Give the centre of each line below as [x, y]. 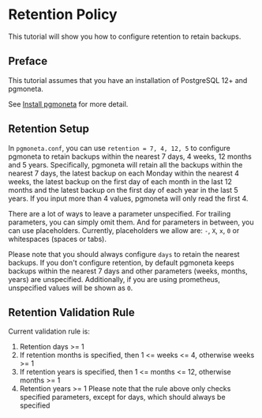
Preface [28, 61]
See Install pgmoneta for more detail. [68, 104]
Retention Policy [63, 15]
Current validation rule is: [49, 331]
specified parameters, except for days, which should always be [123, 397]
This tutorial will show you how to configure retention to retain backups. [125, 36]
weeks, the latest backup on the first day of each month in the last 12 [120, 181]
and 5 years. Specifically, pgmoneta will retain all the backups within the [125, 164]
